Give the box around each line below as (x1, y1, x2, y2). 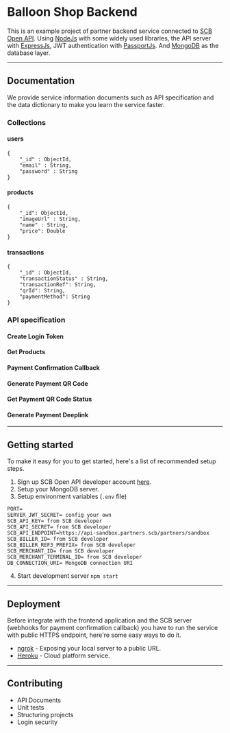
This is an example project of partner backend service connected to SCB (7, 27, 213, 35)
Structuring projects (16, 710, 74, 719)
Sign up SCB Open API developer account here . (16, 478, 152, 486)
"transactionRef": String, (19, 281, 97, 288)
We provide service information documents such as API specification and (7, 93, 214, 102)
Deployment (7, 598, 61, 609)
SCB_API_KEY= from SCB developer (7, 517, 103, 525)
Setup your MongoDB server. (16, 485, 99, 493)
